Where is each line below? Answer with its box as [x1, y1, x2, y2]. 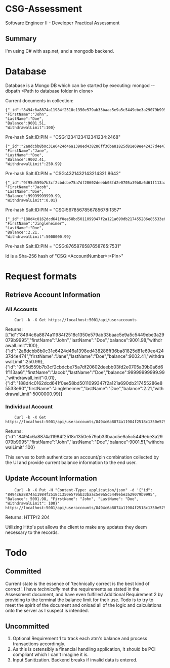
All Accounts [5, 306, 38, 313]
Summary [5, 34, 37, 43]
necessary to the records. [5, 529, 59, 535]
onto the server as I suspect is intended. [5, 607, 90, 613]
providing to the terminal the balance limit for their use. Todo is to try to [5, 597, 154, 603]
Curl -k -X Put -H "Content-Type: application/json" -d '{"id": [14, 487, 153, 492]
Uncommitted [5, 622, 50, 631]
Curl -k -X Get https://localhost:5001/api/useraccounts [14, 317, 137, 322]
